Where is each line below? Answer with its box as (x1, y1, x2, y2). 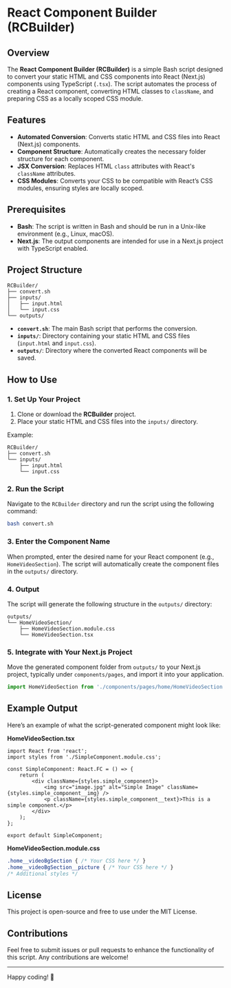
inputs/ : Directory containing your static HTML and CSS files (16, 332, 190, 340)
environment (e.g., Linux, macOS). (16, 229, 115, 238)
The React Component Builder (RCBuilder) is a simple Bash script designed (7, 65, 223, 73)
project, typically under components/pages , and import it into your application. (7, 670, 224, 679)
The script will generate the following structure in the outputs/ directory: (7, 599, 212, 608)
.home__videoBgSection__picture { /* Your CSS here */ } (7, 863, 174, 871)
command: (7, 507, 38, 515)
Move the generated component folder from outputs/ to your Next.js (7, 663, 201, 671)
